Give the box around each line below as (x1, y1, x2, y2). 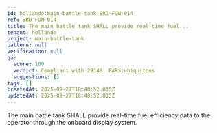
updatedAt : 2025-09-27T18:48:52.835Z (7, 93, 115, 100)
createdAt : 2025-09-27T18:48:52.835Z (7, 86, 115, 93)
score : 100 (13, 61, 45, 68)
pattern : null (7, 42, 48, 48)
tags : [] (7, 80, 32, 87)
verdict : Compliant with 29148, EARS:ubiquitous (13, 67, 155, 74)
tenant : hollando (7, 29, 57, 36)
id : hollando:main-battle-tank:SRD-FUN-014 (7, 10, 134, 17)
